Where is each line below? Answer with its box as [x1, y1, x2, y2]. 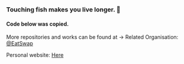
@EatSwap [6, 40, 34, 47]
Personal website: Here [6, 51, 64, 59]
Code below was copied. [6, 20, 69, 28]
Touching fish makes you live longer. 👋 [6, 5, 121, 14]
